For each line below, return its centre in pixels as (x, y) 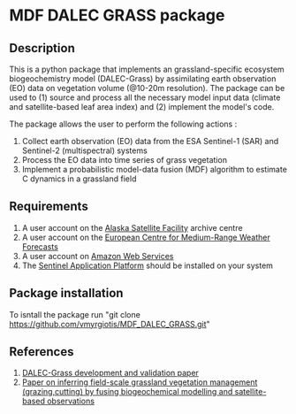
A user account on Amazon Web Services (98, 256)
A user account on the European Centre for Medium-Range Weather (146, 237)
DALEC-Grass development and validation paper (110, 373)
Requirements (49, 207)
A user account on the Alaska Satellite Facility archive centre (132, 227)
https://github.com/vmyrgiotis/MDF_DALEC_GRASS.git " (110, 324)
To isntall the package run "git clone (75, 314)
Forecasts (40, 246)
